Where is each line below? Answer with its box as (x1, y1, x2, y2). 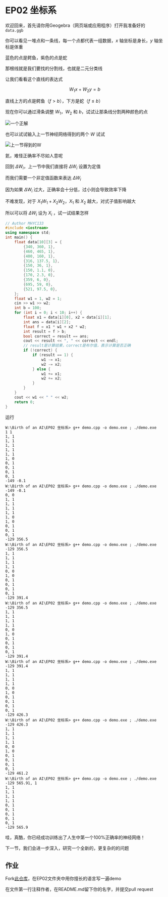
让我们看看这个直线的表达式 (5, 76, 63, 82)
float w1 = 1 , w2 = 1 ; (14, 296, 62, 301)
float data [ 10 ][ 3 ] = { (14, 240, 62, 245)
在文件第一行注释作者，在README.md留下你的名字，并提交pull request (5, 886, 153, 892)
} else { (32, 366, 51, 372)
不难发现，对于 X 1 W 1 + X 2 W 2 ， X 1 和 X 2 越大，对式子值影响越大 (5, 198, 136, 205)
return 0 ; (14, 399, 35, 405)
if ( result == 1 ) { (32, 353, 73, 358)
